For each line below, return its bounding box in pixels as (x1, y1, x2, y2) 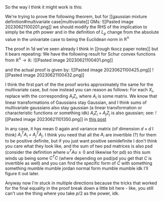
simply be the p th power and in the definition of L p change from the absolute (5, 29, 159, 36)
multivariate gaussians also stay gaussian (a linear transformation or (5, 104, 143, 110)
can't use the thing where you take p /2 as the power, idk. (5, 190, 120, 197)
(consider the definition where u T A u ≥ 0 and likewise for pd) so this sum (5, 148, 150, 155)
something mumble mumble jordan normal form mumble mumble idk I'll (5, 165, 148, 171)
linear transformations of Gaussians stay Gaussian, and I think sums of (5, 100, 147, 105)
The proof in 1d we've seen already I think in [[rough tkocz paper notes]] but (5, 46, 159, 52)
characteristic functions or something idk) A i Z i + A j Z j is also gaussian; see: (5, 110, 155, 117)
